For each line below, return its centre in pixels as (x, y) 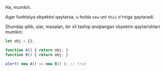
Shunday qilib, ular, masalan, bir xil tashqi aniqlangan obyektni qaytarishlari (83, 26)
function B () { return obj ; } (37, 54)
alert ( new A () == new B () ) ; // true (46, 64)
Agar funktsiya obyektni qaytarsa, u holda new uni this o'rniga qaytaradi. (80, 17)
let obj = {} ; (20, 41)
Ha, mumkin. (18, 7)
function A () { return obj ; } (37, 50)
